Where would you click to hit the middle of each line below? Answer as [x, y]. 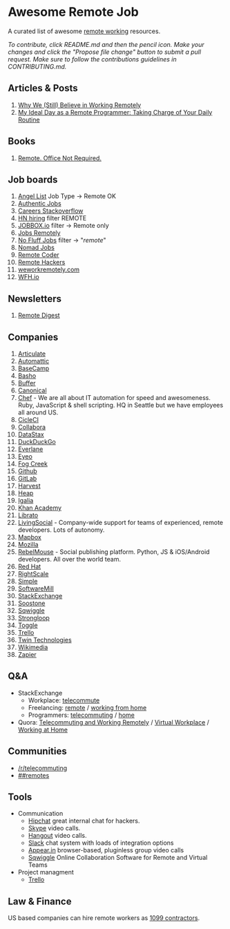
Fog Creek [32, 464]
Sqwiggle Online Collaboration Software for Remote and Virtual [118, 858]
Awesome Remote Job [73, 12]
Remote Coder [38, 255]
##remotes [33, 775]
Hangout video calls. [57, 836]
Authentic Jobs [39, 204]
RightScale [33, 574]
